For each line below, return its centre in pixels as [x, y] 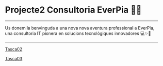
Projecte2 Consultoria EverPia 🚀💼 [73, 10]
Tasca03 [14, 58]
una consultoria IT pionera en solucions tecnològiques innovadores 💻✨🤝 [78, 33]
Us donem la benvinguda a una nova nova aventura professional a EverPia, [80, 28]
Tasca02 [14, 49]
